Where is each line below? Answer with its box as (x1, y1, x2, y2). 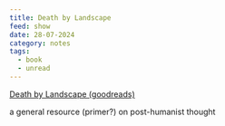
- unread (17, 64, 51, 73)
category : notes (9, 38, 71, 48)
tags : (9, 47, 30, 56)
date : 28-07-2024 (9, 30, 75, 39)
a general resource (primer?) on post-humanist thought (9, 106, 216, 117)
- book (17, 55, 43, 64)
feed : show (9, 22, 51, 31)
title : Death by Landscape (9, 13, 112, 23)
